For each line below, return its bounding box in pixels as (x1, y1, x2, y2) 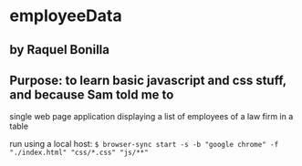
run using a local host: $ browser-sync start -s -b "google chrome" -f (9, 139, 279, 150)
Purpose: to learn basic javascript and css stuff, (9, 72, 287, 88)
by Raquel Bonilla (9, 42, 109, 57)
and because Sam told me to (9, 87, 174, 102)
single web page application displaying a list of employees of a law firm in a (9, 111, 294, 122)
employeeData (9, 5, 122, 26)
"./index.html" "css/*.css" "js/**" (9, 148, 149, 158)
